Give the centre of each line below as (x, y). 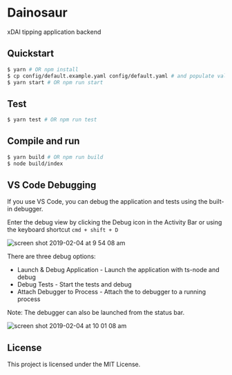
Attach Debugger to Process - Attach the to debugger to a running (112, 292)
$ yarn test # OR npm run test (52, 120)
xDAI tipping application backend (54, 32)
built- (216, 202)
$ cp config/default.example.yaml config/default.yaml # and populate (111, 76)
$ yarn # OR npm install (43, 69)
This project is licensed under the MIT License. (74, 365)
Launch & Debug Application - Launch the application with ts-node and (118, 270)
